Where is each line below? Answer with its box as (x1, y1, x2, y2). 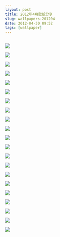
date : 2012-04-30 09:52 (5, 21, 53, 26)
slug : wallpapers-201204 (5, 16, 55, 21)
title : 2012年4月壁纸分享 (5, 12, 53, 17)
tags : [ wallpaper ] (5, 25, 42, 30)
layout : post (5, 7, 31, 12)
